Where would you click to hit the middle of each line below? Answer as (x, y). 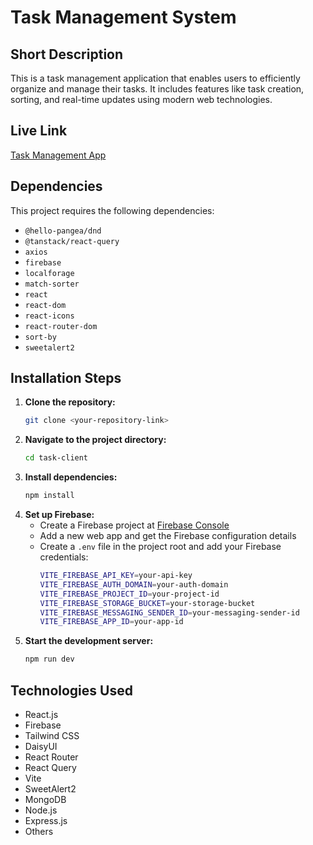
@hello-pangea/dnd (63, 231)
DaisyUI (41, 746)
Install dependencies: (71, 477)
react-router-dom (61, 326)
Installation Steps (66, 378)
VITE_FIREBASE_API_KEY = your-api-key (116, 576)
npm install (49, 496)
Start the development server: (89, 641)
